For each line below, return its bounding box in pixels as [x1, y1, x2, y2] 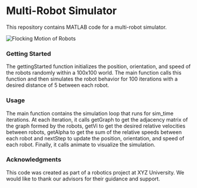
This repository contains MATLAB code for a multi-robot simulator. [6, 23, 167, 31]
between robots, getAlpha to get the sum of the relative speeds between [6, 128, 182, 136]
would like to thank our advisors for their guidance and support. [6, 175, 161, 182]
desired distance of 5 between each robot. [6, 82, 109, 89]
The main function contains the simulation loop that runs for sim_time [6, 110, 173, 117]
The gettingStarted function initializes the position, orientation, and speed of [6, 63, 191, 70]
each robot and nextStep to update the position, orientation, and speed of [6, 135, 185, 142]
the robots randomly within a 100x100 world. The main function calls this [6, 69, 182, 76]
